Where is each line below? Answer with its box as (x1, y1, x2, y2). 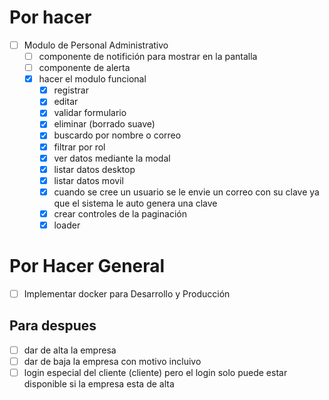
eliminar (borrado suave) (53, 118, 156, 130)
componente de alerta (38, 62, 131, 74)
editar (53, 96, 79, 108)
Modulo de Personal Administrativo (23, 39, 169, 51)
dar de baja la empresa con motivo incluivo (23, 355, 202, 367)
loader (53, 219, 81, 231)
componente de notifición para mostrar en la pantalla (38, 51, 258, 62)
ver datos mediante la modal (53, 152, 171, 164)
